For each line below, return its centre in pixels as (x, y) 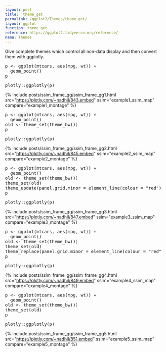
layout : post (19, 10)
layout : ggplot (21, 24)
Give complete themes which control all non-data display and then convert (81, 51)
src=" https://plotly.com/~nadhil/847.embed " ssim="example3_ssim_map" (80, 217)
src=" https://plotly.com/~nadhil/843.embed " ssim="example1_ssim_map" (80, 100)
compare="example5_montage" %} (41, 344)
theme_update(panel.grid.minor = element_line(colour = (74, 188)
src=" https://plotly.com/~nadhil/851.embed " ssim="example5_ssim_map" (80, 339)
